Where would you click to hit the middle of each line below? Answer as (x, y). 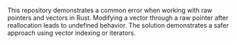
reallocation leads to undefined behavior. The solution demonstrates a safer (118, 25)
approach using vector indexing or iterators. (72, 33)
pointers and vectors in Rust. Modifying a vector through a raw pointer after (118, 18)
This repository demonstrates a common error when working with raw (110, 10)
